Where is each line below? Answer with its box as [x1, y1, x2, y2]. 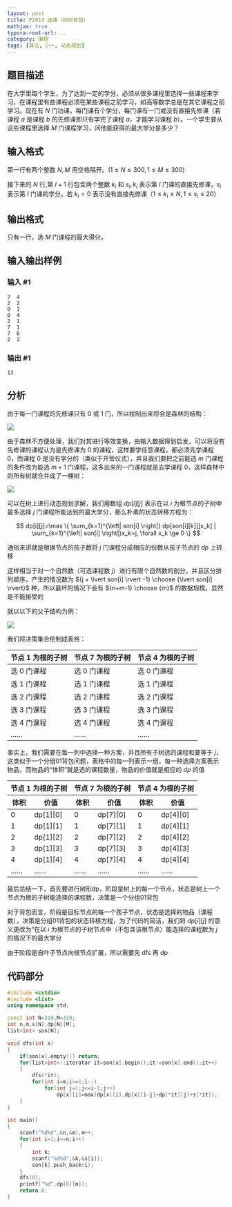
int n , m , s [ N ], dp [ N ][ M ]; [7, 1021, 76, 1028]
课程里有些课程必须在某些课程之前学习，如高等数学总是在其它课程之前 [25, 97, 225, 106]
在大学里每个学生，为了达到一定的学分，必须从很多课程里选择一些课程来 [7, 89, 213, 97]
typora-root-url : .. [7, 29, 67, 37]
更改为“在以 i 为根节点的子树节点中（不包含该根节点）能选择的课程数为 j [12, 925, 217, 933]
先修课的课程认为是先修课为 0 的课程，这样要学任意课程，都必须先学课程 [7, 445, 214, 454]
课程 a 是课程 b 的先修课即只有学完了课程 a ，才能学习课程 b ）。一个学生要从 [7, 115, 223, 123]
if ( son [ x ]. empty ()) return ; [19, 1052, 100, 1060]
